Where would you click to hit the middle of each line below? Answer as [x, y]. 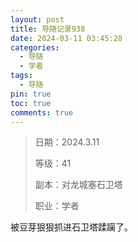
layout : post [37, 19]
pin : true [31, 94]
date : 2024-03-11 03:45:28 [66, 38]
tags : [21, 76]
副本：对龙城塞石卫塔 [78, 185]
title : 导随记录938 [48, 29]
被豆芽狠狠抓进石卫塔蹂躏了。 [71, 227]
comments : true [42, 112]
